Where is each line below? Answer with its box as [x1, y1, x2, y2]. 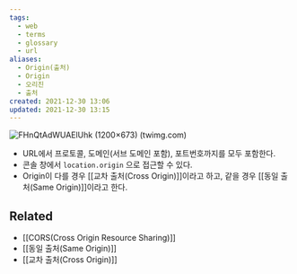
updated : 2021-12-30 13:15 [9, 105, 110, 114]
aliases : [9, 55, 42, 64]
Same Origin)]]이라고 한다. [32, 181, 128, 193]
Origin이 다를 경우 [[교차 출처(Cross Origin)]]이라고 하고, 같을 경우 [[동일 [22, 171, 279, 181]
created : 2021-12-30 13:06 [9, 96, 110, 106]
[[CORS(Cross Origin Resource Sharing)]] [22, 233, 177, 243]
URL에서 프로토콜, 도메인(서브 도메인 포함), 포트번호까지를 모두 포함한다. [22, 148, 276, 159]
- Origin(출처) [17, 64, 70, 73]
